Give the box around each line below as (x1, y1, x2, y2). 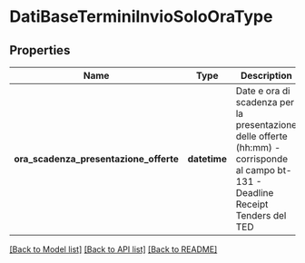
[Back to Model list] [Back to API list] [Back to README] (9, 244, 218, 255)
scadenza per (235, 96, 295, 108)
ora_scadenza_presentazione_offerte (14, 152, 179, 165)
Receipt (235, 198, 269, 210)
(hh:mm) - (235, 141, 281, 153)
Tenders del (235, 209, 287, 221)
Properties (9, 43, 71, 58)
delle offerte (235, 130, 288, 142)
